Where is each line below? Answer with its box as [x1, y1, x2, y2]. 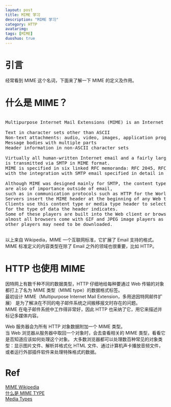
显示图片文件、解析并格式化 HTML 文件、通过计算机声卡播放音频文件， [14, 342, 163, 348]
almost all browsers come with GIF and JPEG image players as [5, 216, 164, 222]
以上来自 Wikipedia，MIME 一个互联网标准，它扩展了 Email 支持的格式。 [5, 237, 157, 243]
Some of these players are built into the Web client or [5, 211, 151, 217]
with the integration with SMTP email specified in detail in [5, 170, 164, 176]
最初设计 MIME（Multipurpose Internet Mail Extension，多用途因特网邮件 [5, 293, 158, 299]
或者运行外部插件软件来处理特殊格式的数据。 [5, 349, 99, 355]
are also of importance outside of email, [5, 186, 113, 191]
